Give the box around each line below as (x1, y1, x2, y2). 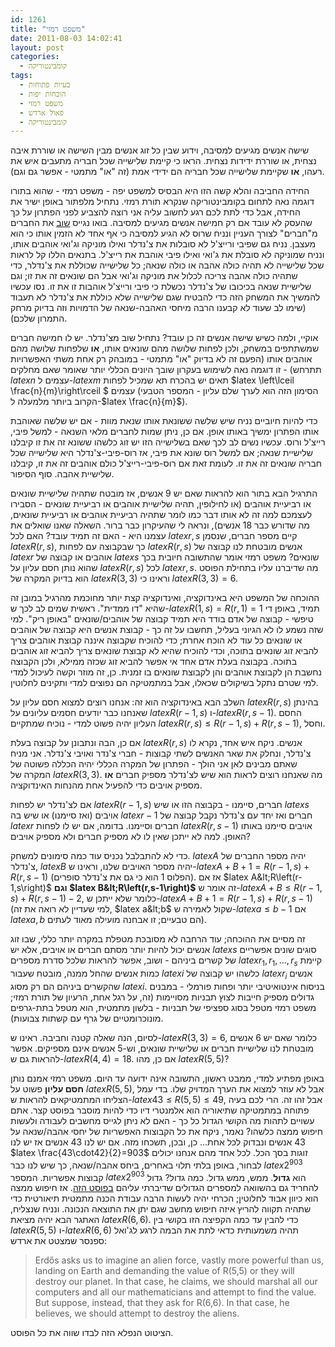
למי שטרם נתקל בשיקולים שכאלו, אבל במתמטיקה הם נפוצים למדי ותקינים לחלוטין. (10, 677, 319, 689)
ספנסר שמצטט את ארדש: (10, 1235, 108, 1247)
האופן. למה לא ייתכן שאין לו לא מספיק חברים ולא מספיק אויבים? (10, 831, 251, 843)
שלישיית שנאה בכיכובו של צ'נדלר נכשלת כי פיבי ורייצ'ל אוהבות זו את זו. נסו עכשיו (10, 281, 312, 293)
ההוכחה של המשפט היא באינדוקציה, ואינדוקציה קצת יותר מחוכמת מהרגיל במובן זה (10, 592, 320, 604)
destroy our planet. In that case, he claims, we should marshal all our (34, 1276, 318, 1288)
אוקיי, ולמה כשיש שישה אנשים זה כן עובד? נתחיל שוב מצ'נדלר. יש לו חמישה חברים (10, 332, 319, 344)
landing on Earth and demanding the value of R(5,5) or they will (34, 1265, 295, 1277)
